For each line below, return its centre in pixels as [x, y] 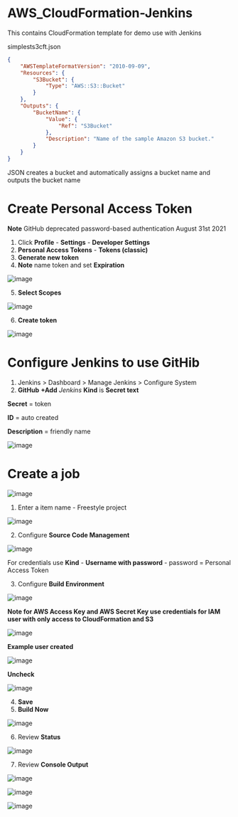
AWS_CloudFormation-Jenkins [100, 13]
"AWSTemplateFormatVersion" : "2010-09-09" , [86, 66]
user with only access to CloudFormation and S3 [81, 619]
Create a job [44, 474]
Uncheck [21, 674]
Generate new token [48, 257]
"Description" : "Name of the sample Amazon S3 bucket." [130, 139]
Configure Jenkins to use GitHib [104, 363]
